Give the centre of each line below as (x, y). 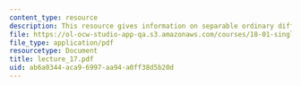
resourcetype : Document (54, 51)
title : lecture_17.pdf (52, 59)
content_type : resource (54, 17)
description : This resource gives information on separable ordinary (142, 26)
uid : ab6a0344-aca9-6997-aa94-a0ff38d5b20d (92, 68)
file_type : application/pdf (62, 43)
